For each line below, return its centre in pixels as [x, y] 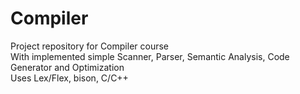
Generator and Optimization [67, 67]
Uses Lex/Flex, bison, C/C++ [69, 78]
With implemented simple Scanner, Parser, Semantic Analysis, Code [150, 56]
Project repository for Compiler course [89, 46]
